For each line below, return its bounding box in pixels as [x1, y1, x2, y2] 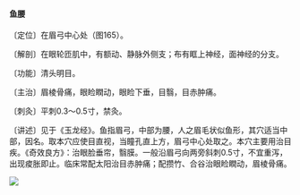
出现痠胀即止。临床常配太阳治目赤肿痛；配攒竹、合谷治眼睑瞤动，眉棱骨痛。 [9, 158, 292, 169]
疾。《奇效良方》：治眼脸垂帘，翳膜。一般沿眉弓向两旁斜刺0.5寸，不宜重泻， [9, 148, 288, 158]
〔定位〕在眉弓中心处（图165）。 [9, 30, 128, 40]
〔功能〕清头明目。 [9, 68, 81, 79]
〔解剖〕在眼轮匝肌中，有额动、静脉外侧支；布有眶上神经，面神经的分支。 [9, 49, 284, 60]
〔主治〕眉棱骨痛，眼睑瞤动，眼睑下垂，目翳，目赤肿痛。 [9, 87, 221, 97]
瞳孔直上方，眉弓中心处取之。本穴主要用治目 [126, 136, 292, 147]
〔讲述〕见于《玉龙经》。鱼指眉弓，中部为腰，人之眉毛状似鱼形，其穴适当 [9, 125, 280, 136]
